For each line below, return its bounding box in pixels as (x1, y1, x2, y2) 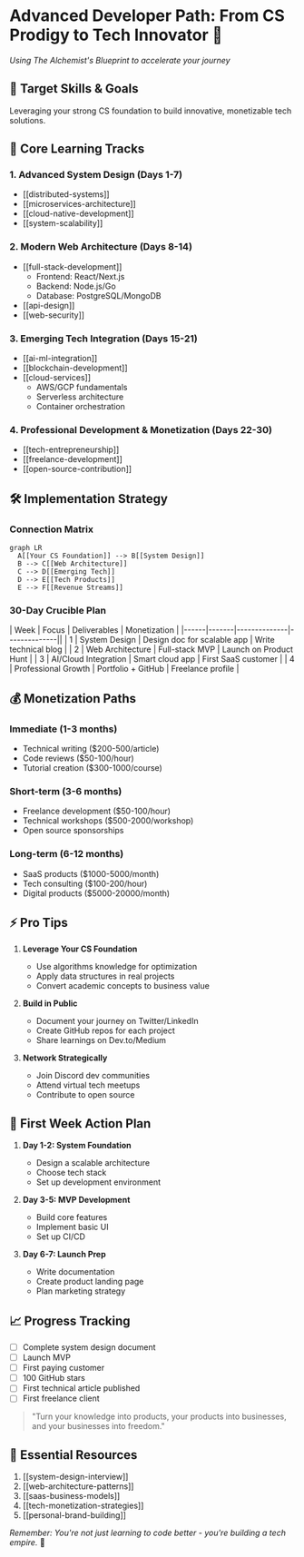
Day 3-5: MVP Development (22, 1195, 131, 1206)
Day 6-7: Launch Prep (22, 1249, 106, 1260)
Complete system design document (22, 1342, 156, 1353)
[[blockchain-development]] (22, 362, 129, 373)
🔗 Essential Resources (9, 1447, 138, 1463)
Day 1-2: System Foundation (22, 1140, 132, 1151)
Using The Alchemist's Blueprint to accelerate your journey (9, 54, 230, 65)
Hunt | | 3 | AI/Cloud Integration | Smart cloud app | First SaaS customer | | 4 (9, 654, 295, 665)
